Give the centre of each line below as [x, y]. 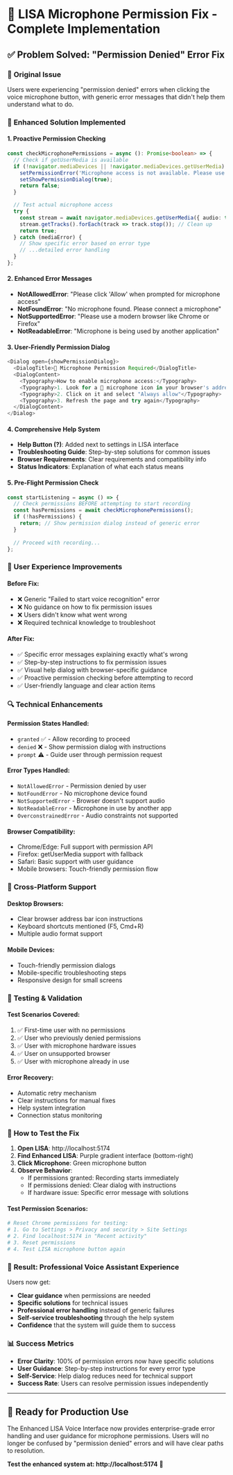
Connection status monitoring [60, 1115]
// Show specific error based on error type [85, 244]
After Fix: [21, 639]
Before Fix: [23, 583]
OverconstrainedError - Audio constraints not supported [97, 815]
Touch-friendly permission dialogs [66, 965]
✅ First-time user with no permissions [71, 1030]
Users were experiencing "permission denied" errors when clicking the [109, 89]
